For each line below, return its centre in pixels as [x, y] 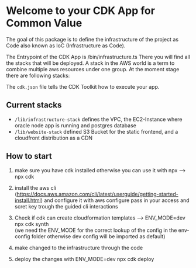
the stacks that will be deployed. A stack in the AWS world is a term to [90, 63]
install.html [27, 200]
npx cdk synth [32, 224]
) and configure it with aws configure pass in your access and [115, 200]
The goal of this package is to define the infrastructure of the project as [92, 39]
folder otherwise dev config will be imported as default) [98, 236]
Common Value [44, 23]
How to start [29, 156]
